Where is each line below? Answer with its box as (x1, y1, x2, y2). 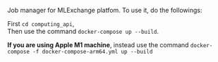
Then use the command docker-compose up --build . (7, 27, 159, 35)
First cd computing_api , (7, 20, 75, 27)
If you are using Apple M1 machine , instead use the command (7, 41, 189, 49)
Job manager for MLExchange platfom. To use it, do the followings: (7, 6, 202, 14)
